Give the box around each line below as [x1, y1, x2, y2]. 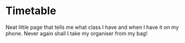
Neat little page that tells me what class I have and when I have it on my [5, 24, 179, 31]
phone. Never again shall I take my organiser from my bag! [5, 29, 148, 37]
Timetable [5, 4, 57, 18]
